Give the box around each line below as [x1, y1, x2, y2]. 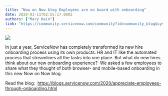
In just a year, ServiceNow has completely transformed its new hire [5, 44, 143, 50]
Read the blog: [5, 80, 35, 86]
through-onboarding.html [5, 86, 57, 92]
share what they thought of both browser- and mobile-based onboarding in [5, 65, 160, 71]
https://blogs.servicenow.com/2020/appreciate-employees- [37, 80, 161, 86]
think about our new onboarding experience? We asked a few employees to [5, 60, 162, 66]
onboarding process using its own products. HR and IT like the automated [5, 49, 157, 55]
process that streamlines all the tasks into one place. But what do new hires [5, 55, 161, 61]
